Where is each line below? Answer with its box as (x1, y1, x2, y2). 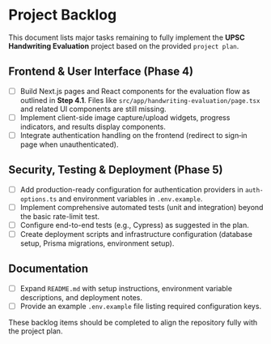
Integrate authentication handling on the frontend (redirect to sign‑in (19, 130, 248, 140)
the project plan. (8, 326, 63, 336)
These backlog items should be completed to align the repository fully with (8, 317, 257, 327)
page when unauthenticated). (19, 140, 119, 149)
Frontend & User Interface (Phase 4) (8, 65, 194, 79)
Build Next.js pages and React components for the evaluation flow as (19, 86, 251, 96)
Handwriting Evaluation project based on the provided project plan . (8, 41, 239, 50)
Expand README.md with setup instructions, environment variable (19, 283, 233, 293)
